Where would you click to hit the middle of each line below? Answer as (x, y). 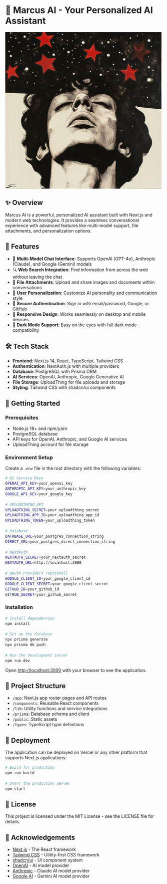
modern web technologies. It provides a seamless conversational (72, 220)
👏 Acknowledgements (40, 837)
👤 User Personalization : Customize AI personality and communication (85, 293)
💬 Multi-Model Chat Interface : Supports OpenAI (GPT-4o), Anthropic (84, 259)
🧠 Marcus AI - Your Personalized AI (79, 10)
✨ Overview (24, 203)
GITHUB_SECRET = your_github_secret (41, 594)
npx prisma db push (25, 645)
